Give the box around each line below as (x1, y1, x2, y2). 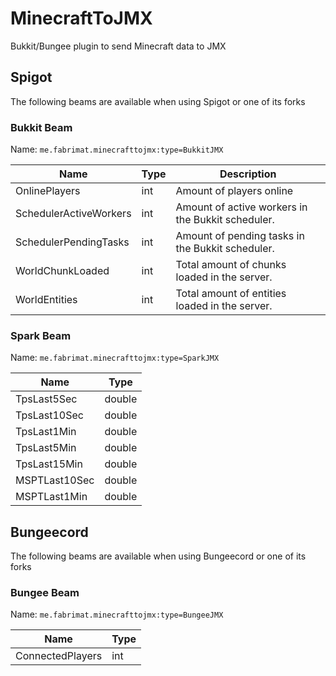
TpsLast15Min (15, 457, 83, 471)
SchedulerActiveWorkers (15, 207, 132, 221)
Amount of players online (175, 184, 294, 198)
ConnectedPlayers (15, 649, 103, 663)
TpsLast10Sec (15, 408, 84, 422)
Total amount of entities (175, 287, 287, 301)
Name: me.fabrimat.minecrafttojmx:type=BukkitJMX (10, 143, 224, 156)
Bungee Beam (10, 586, 80, 600)
